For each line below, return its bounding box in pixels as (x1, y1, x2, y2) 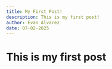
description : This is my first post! (6, 14, 100, 20)
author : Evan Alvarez (6, 19, 60, 25)
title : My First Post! (6, 8, 63, 15)
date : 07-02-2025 (6, 25, 49, 31)
